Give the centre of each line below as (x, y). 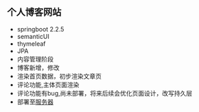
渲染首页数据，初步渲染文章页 (59, 76)
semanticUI (33, 36)
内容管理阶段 (35, 59)
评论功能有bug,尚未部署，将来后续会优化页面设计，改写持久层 (105, 93)
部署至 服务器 (35, 102)
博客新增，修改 (38, 68)
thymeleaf (31, 44)
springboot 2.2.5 (40, 29)
